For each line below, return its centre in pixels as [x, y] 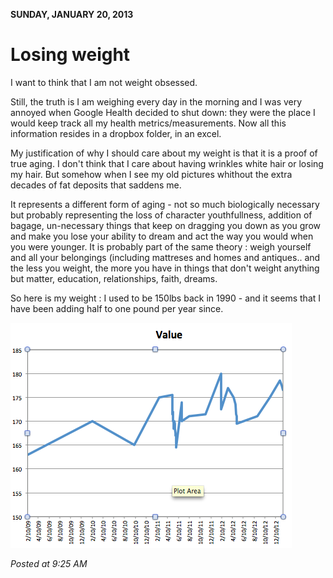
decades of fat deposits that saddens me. [96, 185]
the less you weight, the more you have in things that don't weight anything [165, 268]
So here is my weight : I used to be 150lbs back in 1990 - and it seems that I [166, 298]
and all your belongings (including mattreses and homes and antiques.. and [165, 257]
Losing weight [70, 55]
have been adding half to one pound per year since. [117, 308]
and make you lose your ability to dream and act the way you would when [162, 236]
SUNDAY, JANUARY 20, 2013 [72, 14]
